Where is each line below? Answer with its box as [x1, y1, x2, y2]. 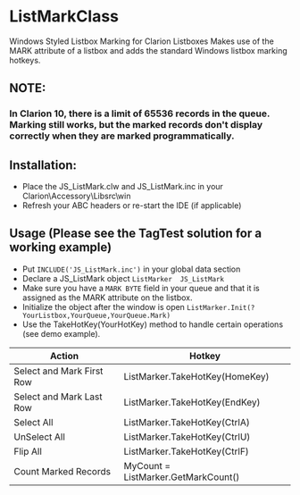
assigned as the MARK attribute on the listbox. [21, 292, 194, 303]
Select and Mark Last [13, 390, 103, 403]
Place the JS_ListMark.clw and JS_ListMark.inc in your [21, 181, 223, 192]
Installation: [9, 157, 78, 172]
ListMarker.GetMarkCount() [123, 471, 240, 483]
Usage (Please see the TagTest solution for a [9, 226, 262, 241]
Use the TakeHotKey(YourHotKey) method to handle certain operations [21, 319, 284, 330]
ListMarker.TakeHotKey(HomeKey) [123, 370, 270, 382]
